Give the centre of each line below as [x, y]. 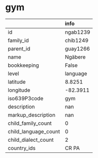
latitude [17, 82]
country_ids [22, 148]
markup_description [32, 115]
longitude [19, 90]
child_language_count [34, 131]
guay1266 [77, 48]
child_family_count [30, 123]
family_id [18, 40]
